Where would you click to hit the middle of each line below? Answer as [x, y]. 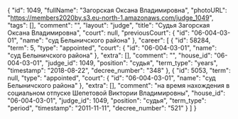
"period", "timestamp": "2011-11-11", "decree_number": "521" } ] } [102, 108]
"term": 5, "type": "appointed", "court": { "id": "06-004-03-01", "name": [112, 48]
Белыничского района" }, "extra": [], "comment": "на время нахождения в [119, 85]
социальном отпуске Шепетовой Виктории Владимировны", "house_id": [117, 93]
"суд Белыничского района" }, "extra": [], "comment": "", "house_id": [110, 55]
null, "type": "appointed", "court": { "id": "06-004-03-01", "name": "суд [112, 78]
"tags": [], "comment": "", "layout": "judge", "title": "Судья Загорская [109, 25]
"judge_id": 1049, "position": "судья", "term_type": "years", [131, 63]
